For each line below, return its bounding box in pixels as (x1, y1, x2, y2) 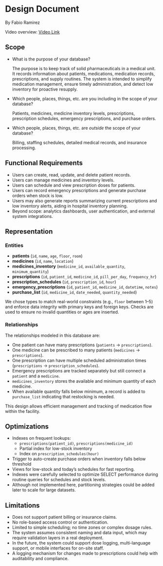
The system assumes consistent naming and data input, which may (12, 530, 147, 536)
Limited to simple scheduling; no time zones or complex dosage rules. (12, 525, 152, 530)
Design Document (5, 3, 79, 15)
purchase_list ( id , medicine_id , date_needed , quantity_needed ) (12, 289, 137, 295)
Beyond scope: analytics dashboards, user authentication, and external (12, 208, 155, 214)
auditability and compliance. (12, 556, 69, 562)
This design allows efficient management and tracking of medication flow (5, 403, 152, 409)
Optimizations (5, 422, 49, 430)
